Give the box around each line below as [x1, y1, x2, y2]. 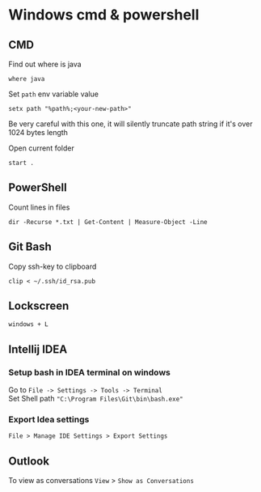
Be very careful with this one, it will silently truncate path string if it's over [8, 119, 253, 129]
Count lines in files [8, 202, 70, 212]
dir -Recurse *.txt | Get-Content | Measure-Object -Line [8, 218, 208, 226]
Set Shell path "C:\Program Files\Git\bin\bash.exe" [8, 394, 183, 404]
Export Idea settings [8, 414, 90, 426]
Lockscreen [8, 299, 69, 313]
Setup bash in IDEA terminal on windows [8, 367, 171, 378]
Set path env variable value [8, 89, 99, 99]
